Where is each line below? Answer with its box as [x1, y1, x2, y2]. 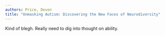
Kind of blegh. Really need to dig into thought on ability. [5, 25, 118, 31]
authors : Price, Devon [5, 7, 52, 12]
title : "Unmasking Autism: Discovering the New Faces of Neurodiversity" [5, 12, 161, 17]
